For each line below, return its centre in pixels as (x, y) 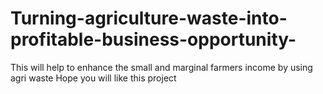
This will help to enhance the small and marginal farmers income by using (161, 67)
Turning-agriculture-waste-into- (149, 18)
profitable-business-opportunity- (153, 39)
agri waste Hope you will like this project (93, 78)
